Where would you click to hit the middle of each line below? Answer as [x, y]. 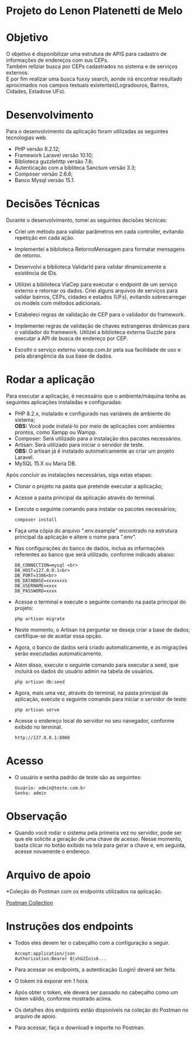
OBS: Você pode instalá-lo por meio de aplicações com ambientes [94, 426]
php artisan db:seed [39, 682]
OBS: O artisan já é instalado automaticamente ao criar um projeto [94, 451]
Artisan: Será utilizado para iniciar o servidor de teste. [79, 445]
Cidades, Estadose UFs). [36, 92]
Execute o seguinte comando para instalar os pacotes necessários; [95, 509]
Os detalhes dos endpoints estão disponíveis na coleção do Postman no [102, 1010]
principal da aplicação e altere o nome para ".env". [75, 537]
